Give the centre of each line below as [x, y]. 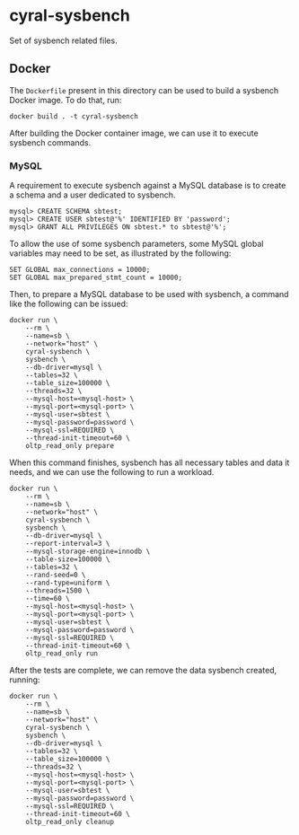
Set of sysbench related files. [64, 40]
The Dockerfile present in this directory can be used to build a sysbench [144, 90]
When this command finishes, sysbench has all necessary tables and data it [149, 462]
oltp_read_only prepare [70, 446]
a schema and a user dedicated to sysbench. [92, 195]
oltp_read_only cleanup [70, 822]
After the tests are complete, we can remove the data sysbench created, [143, 671]
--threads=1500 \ [58, 591]
